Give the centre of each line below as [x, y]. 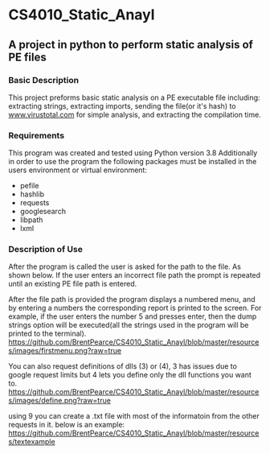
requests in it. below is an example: [67, 425]
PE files [27, 57]
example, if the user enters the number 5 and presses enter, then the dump [133, 316]
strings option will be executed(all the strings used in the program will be [129, 325]
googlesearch [43, 212]
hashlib [32, 194]
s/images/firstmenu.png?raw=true [65, 351]
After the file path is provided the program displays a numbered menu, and [132, 299]
